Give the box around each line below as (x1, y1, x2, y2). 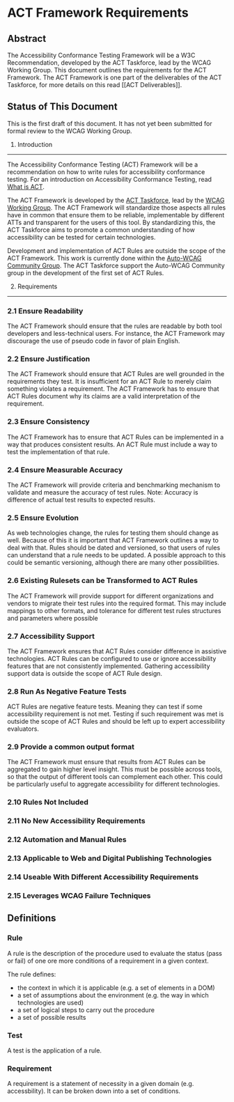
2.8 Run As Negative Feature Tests (7, 686, 127, 696)
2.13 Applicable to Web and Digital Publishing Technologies (7, 853, 212, 863)
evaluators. (7, 724, 40, 733)
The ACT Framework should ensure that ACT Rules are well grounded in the (7, 370, 225, 378)
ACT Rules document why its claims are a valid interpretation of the (7, 392, 201, 401)
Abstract (7, 33, 47, 45)
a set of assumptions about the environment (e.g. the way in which (17, 991, 209, 999)
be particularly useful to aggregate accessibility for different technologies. (7, 780, 220, 789)
